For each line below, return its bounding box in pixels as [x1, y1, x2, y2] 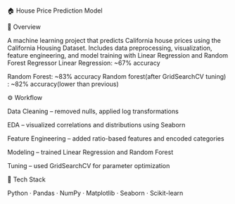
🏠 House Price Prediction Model [7, 6, 103, 15]
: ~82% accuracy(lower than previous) [7, 80, 120, 88]
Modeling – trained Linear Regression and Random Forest [7, 148, 174, 156]
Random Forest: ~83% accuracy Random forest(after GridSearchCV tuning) [7, 72, 227, 80]
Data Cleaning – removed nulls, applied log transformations [7, 107, 179, 115]
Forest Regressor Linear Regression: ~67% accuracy [7, 59, 160, 67]
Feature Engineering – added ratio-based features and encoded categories [7, 134, 224, 143]
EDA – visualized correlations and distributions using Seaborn [7, 121, 186, 129]
